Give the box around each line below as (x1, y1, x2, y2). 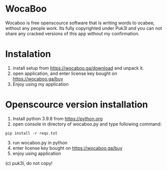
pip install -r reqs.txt (5, 131, 58, 136)
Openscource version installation (5, 99, 148, 110)
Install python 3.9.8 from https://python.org (12, 115, 103, 121)
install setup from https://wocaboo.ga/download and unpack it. (12, 65, 144, 71)
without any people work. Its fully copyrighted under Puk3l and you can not (5, 25, 162, 31)
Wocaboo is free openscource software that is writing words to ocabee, (5, 20, 155, 26)
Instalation (5, 49, 51, 60)
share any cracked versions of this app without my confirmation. (5, 30, 140, 36)
